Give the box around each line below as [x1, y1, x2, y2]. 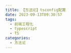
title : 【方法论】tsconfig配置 [5, 7, 66, 13]
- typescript [10, 26, 38, 31]
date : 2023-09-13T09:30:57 [5, 12, 62, 17]
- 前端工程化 [10, 21, 34, 27]
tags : [5, 17, 17, 22]
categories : [5, 36, 30, 41]
